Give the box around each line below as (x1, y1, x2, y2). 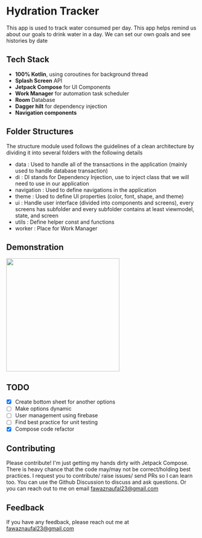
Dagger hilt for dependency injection (14, 103, 107, 110)
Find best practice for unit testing (14, 419, 98, 426)
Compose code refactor (14, 425, 75, 432)
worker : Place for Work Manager (14, 224, 98, 232)
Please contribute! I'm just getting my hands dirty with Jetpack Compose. (6, 460, 189, 467)
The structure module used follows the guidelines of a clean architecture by (6, 142, 195, 150)
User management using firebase (14, 412, 98, 419)
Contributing (6, 443, 55, 454)
